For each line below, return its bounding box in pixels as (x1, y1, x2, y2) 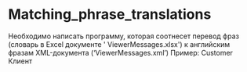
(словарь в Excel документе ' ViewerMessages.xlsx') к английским (8, 39, 231, 49)
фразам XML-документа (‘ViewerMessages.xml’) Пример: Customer (8, 48, 234, 57)
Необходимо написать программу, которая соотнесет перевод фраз (8, 31, 239, 41)
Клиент (8, 56, 33, 66)
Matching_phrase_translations (8, 5, 212, 23)
